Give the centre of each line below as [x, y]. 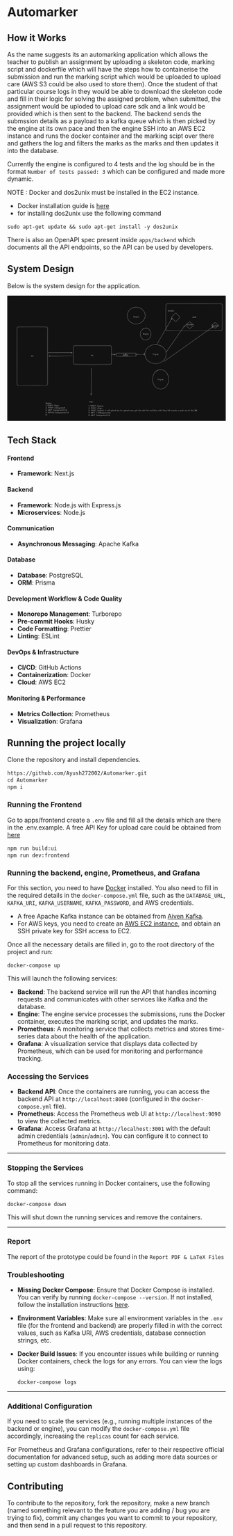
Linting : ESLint [38, 636]
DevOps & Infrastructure [43, 652]
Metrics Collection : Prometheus [63, 713]
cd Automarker [28, 780]
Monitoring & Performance [46, 698]
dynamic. [20, 179]
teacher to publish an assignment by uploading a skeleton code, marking [111, 62]
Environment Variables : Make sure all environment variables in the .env [120, 1318]
